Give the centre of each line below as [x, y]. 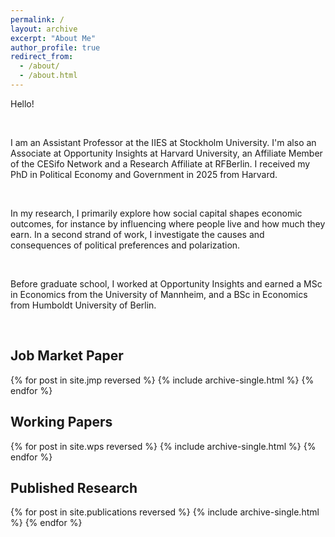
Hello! [22, 103]
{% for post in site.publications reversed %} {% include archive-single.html [165, 512]
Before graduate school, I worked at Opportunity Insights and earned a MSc [166, 283]
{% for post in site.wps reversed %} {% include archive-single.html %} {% [163, 446]
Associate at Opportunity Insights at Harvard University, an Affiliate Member [166, 153]
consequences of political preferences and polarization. [125, 245]
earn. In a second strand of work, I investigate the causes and [137, 234]
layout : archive [44, 29]
